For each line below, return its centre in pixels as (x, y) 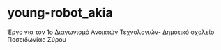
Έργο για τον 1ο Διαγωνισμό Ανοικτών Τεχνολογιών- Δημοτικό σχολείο (111, 32)
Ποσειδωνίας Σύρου (37, 39)
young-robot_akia (60, 13)
